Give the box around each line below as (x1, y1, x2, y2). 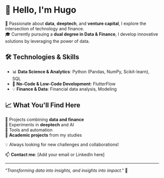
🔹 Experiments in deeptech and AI (5, 121, 74, 127)
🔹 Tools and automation (5, 127, 53, 133)
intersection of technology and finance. (5, 25, 84, 31)
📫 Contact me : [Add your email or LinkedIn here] (5, 151, 105, 158)
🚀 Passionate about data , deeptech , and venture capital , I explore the (5, 20, 146, 26)
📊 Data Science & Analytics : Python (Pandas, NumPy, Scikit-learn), (12, 68, 150, 75)
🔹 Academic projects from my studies (5, 132, 82, 138)
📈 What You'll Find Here (5, 101, 81, 109)
